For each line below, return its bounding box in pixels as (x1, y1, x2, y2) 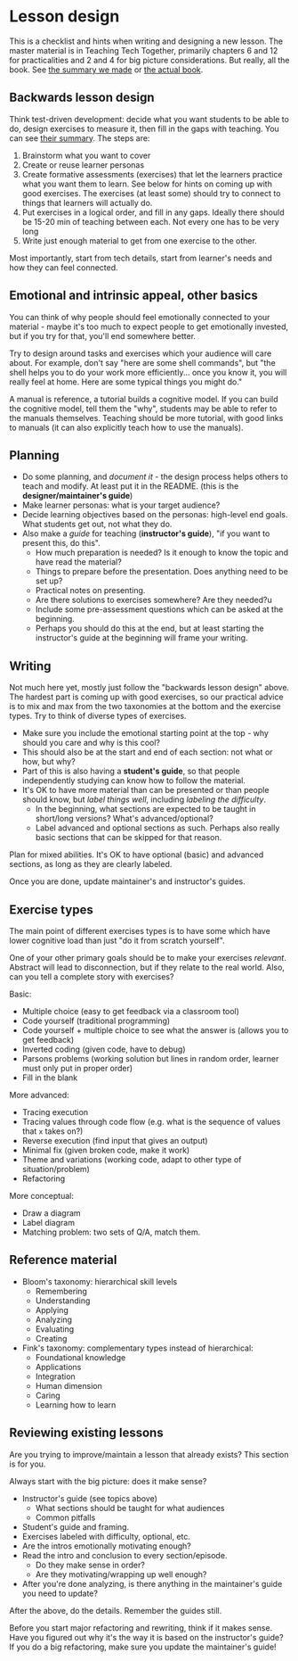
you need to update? (21, 1588, 98, 1599)
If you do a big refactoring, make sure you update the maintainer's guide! (9, 1641, 278, 1652)
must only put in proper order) (21, 1063, 133, 1073)
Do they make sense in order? (35, 1559, 145, 1570)
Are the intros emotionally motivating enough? (21, 1541, 191, 1551)
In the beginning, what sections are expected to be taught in (35, 804, 256, 814)
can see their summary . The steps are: (9, 132, 150, 144)
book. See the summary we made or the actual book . (9, 64, 204, 75)
